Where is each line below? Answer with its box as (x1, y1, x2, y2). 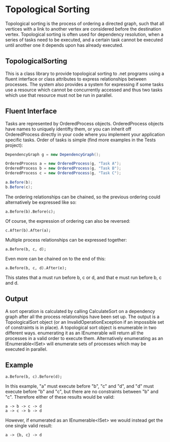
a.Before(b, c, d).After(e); (5, 265, 67, 271)
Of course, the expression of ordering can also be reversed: (5, 218, 130, 224)
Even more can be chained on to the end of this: (5, 255, 106, 262)
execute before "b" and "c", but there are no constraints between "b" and (5, 388, 159, 395)
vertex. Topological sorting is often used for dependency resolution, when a (5, 31, 164, 37)
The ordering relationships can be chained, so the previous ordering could (5, 194, 161, 200)
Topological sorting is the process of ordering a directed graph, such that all (5, 20, 164, 27)
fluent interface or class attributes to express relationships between (5, 75, 147, 82)
